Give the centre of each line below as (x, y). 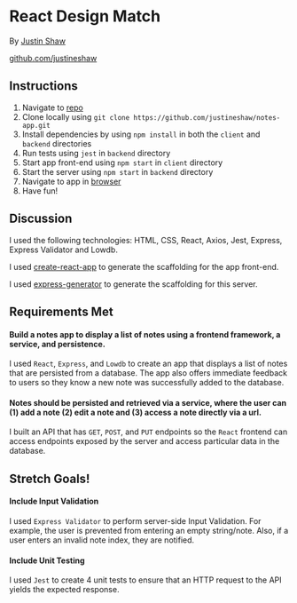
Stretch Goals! (50, 478)
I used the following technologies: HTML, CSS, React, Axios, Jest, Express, (146, 240)
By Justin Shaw (38, 41)
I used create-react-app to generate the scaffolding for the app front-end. (144, 266)
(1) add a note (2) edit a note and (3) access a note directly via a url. (135, 412)
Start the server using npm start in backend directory (117, 171)
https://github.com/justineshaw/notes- (207, 117)
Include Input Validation (54, 501)
